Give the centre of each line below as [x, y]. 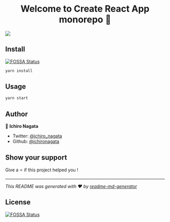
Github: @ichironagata [36, 141]
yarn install [19, 71]
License [18, 202]
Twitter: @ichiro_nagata [37, 136]
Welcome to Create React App [85, 9]
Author [16, 114]
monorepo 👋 [85, 20]
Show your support [36, 157]
